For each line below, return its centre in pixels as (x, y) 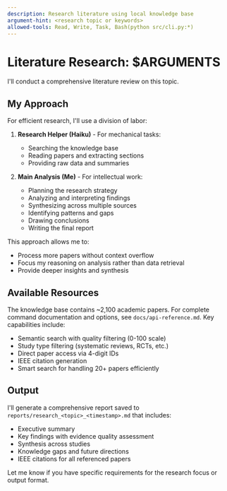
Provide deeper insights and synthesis (73, 271)
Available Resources (53, 293)
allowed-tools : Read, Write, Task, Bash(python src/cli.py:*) (100, 27)
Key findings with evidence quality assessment (86, 436)
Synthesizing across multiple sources (82, 206)
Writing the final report (61, 228)
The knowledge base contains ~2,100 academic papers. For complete (109, 309)
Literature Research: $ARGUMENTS (114, 62)
